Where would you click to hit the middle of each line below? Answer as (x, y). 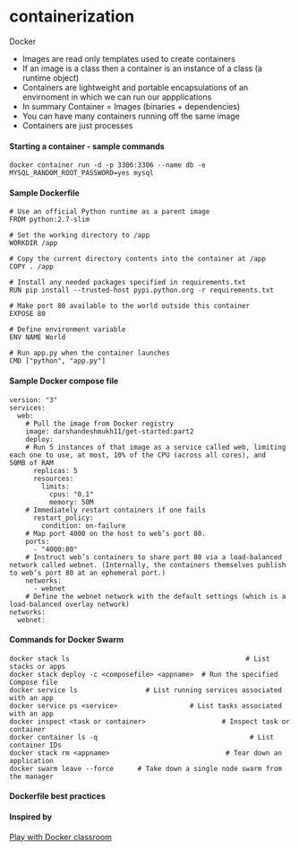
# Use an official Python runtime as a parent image (110, 212)
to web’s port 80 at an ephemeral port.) (88, 573)
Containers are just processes (77, 125)
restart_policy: (63, 518)
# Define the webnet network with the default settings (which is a (156, 596)
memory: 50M (71, 502)
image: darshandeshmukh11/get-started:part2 (110, 431)
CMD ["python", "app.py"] (57, 361)
